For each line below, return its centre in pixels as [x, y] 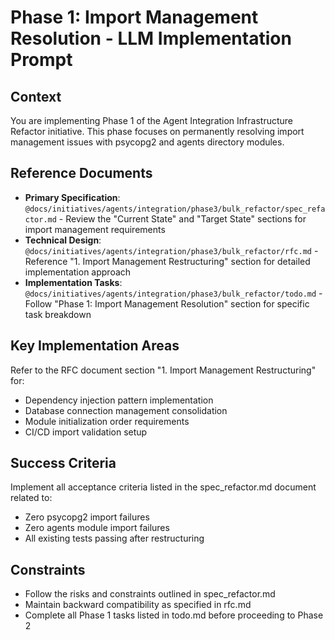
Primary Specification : [72, 197]
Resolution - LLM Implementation [151, 38]
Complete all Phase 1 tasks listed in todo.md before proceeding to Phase [174, 615]
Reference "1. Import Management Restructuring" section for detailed [167, 261]
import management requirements [95, 229]
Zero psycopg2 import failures [87, 517]
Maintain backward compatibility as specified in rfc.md [138, 605]
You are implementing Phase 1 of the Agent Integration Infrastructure [151, 120]
